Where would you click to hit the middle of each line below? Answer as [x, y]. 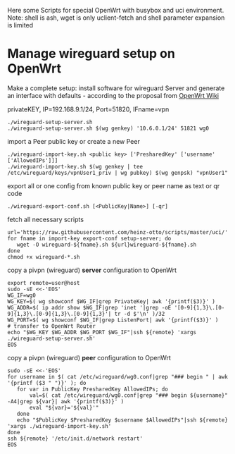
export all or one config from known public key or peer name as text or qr [114, 185]
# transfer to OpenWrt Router [52, 326]
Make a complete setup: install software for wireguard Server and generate [116, 88]
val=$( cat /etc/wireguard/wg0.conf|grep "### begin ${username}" [129, 395]
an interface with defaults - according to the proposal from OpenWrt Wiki [113, 95]
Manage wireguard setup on [91, 54]
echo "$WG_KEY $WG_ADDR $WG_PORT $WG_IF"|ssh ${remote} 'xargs [102, 332]
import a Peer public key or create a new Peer [74, 141]
